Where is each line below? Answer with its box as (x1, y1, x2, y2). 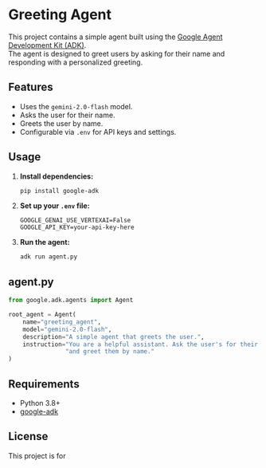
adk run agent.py (19, 253, 78, 261)
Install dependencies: (19, 171, 94, 181)
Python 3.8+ (19, 398, 61, 407)
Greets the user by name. (19, 118, 104, 128)
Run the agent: (19, 238, 70, 247)
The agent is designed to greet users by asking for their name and (8, 49, 225, 58)
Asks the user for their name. (19, 110, 115, 120)
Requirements (8, 377, 80, 391)
